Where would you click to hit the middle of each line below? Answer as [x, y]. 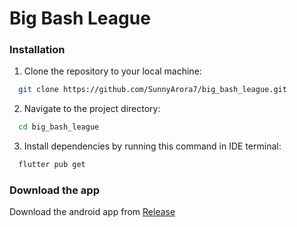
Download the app [54, 190]
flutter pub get [52, 165]
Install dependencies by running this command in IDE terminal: [152, 146]
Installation [37, 50]
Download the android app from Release [92, 212]
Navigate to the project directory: [92, 109]
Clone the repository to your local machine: [112, 71]
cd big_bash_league [59, 127]
